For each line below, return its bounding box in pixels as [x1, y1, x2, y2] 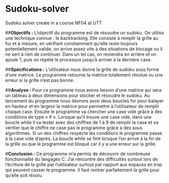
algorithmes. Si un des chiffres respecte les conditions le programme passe [5, 130, 162, 136]
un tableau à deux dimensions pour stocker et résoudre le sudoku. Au [5, 92, 150, 98]
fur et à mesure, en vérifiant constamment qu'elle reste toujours [5, 40, 138, 46]
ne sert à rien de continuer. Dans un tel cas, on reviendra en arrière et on [5, 51, 156, 57]
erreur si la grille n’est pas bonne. [5, 77, 75, 83]
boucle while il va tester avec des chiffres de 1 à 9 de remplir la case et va [5, 119, 159, 125]
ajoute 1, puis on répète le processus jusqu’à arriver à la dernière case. [5, 56, 152, 62]
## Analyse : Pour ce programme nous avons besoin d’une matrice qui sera [5, 87, 162, 93]
